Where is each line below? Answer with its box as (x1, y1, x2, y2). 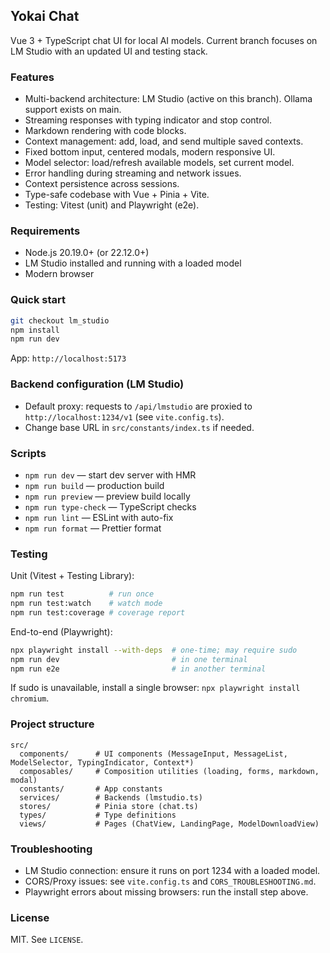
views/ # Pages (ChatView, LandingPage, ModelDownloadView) (19, 819, 320, 829)
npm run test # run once (10, 589, 155, 599)
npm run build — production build (24, 479, 165, 491)
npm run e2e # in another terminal (10, 664, 267, 674)
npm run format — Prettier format (24, 522, 162, 534)
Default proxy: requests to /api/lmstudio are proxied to (24, 400, 253, 412)
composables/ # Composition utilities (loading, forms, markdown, (19, 766, 320, 776)
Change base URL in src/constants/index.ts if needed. (24, 421, 255, 433)
